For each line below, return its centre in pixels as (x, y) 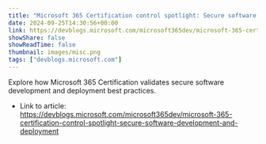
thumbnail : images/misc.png (55, 52)
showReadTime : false (42, 45)
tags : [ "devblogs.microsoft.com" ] (65, 60)
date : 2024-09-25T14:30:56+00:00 (63, 23)
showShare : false (37, 38)
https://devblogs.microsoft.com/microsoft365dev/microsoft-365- (126, 114)
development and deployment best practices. (82, 90)
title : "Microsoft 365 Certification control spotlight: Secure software (133, 15)
